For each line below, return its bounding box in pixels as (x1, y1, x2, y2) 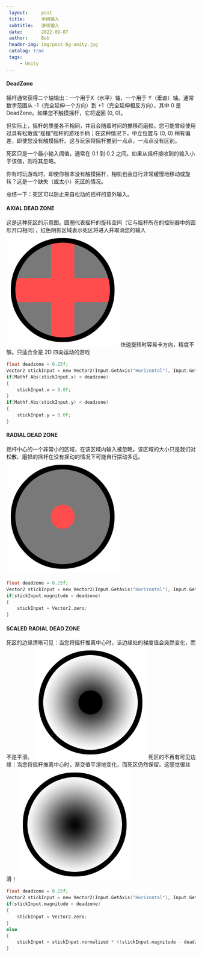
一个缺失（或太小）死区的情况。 (26, 178, 106, 185)
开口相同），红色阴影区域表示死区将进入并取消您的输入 (11, 227, 146, 234)
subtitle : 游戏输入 (8, 22, 60, 28)
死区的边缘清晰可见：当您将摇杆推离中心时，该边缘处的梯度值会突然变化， (6, 639, 191, 646)
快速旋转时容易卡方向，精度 (120, 341, 189, 348)
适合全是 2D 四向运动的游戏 (22, 348, 90, 356)
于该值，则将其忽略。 (6, 157, 59, 165)
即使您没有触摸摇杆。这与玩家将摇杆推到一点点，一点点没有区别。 (16, 137, 180, 144)
